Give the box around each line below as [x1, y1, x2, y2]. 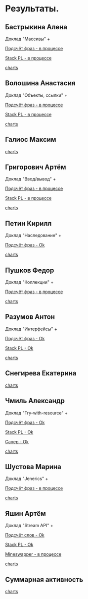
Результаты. [5, 3, 59, 14]
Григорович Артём [5, 163, 66, 172]
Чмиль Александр [5, 397, 65, 405]
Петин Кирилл [5, 219, 52, 228]
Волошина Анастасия [5, 79, 76, 87]
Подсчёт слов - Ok [5, 532, 44, 538]
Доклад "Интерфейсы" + [5, 326, 58, 332]
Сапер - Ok [5, 438, 29, 444]
